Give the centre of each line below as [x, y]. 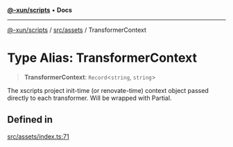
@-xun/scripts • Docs [40, 10]
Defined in [30, 120]
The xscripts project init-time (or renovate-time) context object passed [108, 90]
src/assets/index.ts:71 [38, 136]
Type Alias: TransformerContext [102, 58]
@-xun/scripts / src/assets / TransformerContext [77, 30]
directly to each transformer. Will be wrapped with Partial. [89, 98]
